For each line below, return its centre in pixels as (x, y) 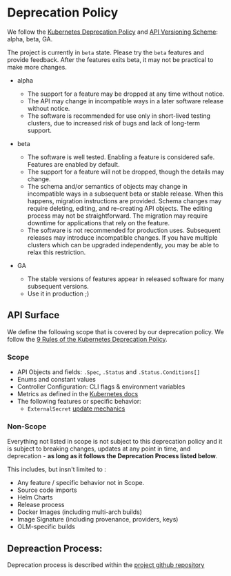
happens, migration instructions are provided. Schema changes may (124, 200)
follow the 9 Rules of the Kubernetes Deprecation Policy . (87, 339)
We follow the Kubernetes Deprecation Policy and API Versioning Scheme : (113, 32)
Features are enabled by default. (73, 164)
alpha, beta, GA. (30, 39)
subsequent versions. (58, 286)
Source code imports (47, 490)
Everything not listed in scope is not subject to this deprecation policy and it (115, 442)
